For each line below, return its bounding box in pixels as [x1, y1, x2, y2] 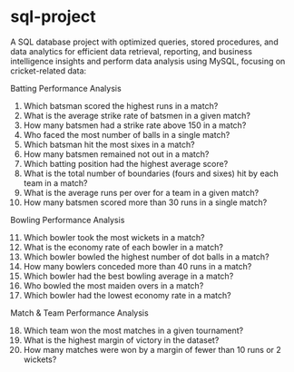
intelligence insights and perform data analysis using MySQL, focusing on [10, 55, 286, 66]
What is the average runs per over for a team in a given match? [23, 187, 260, 198]
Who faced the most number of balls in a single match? [23, 129, 230, 140]
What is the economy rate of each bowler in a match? [23, 241, 223, 252]
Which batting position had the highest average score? [23, 158, 229, 169]
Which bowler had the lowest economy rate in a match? [23, 289, 231, 300]
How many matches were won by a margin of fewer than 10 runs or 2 [23, 344, 282, 355]
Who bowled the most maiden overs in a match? [23, 279, 204, 291]
